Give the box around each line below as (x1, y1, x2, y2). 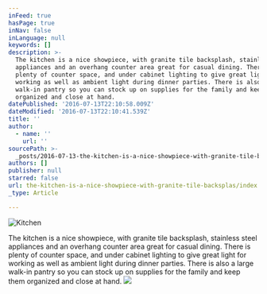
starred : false (8, 174, 59, 183)
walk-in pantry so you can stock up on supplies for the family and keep (8, 267, 241, 277)
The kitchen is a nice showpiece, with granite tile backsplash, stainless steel (8, 233, 257, 242)
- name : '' (15, 130, 52, 137)
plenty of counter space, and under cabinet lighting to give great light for (8, 250, 247, 259)
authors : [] (8, 160, 48, 168)
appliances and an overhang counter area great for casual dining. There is (8, 242, 251, 251)
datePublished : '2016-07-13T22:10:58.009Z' (8, 100, 155, 108)
